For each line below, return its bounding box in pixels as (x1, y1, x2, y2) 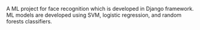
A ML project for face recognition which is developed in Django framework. (6, 5, 194, 12)
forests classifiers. (6, 18, 53, 25)
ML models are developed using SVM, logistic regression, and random (6, 11, 182, 19)
